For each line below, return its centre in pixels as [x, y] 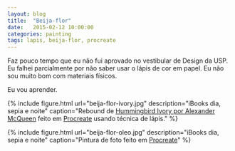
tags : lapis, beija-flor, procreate [62, 41]
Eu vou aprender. [32, 90]
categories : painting [40, 34]
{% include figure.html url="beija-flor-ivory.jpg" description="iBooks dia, [114, 103]
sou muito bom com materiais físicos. [62, 76]
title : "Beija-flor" [40, 21]
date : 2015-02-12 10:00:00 [51, 27]
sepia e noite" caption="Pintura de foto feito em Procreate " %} [99, 140]
